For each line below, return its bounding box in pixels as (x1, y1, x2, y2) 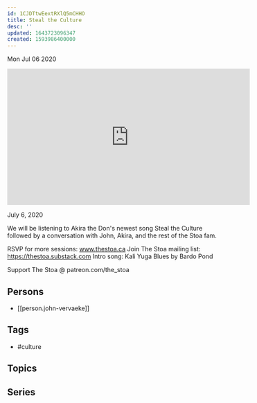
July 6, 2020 (7, 211, 44, 219)
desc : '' (7, 23, 33, 30)
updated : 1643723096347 (7, 29, 76, 37)
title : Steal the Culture (7, 17, 82, 24)
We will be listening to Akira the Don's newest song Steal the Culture (7, 224, 203, 233)
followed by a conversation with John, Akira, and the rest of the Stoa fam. (7, 231, 217, 240)
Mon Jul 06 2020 (7, 55, 57, 63)
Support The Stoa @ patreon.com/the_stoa (7, 266, 130, 274)
